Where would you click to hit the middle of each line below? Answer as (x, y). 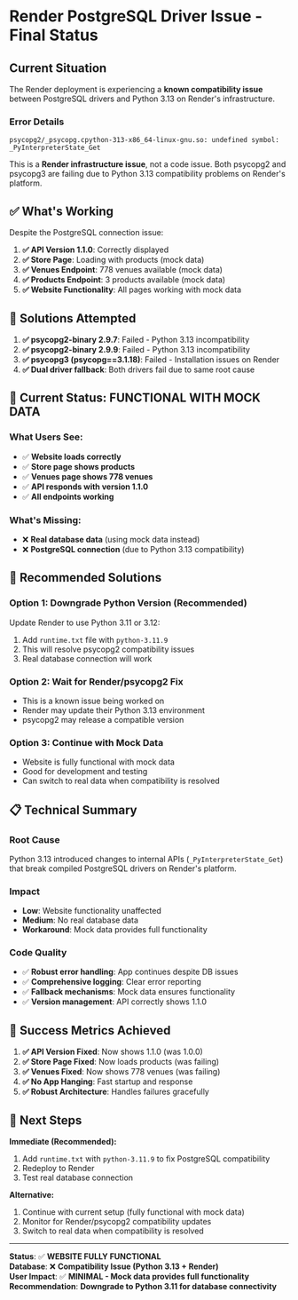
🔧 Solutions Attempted (73, 318)
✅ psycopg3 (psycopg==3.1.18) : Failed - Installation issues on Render (151, 359)
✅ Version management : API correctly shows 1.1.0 (114, 1002)
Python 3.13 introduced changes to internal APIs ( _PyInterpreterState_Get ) (146, 859)
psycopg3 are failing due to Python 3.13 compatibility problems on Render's (147, 174)
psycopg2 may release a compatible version (103, 719)
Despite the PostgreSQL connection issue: (86, 233)
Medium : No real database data (80, 920)
